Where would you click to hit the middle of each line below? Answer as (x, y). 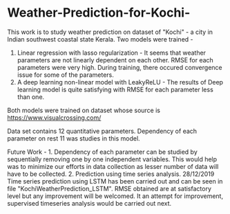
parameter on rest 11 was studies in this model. (74, 138)
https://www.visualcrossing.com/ (54, 117)
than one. (31, 97)
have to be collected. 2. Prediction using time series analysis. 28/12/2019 (111, 174)
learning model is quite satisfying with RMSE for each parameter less (115, 89)
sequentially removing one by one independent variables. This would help (112, 159)
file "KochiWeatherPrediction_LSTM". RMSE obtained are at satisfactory (109, 188)
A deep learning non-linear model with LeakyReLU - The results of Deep (120, 82)
